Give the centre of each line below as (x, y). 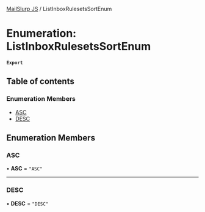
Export (15, 63)
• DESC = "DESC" (27, 203)
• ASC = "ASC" (24, 169)
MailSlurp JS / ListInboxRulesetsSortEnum (59, 9)
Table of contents (40, 82)
